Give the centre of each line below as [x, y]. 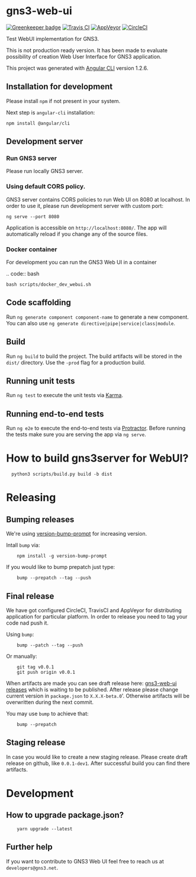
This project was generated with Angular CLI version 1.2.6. [77, 68]
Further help [30, 847]
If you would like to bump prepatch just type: [61, 567]
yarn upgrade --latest [45, 829]
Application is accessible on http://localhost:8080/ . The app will [86, 228]
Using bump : [20, 635]
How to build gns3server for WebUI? [97, 458]
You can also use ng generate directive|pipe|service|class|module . [91, 323]
